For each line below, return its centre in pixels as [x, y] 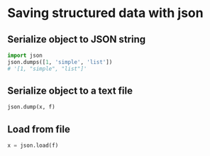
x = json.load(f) [33, 146]
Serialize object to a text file [70, 91]
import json [25, 55]
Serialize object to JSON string [77, 39]
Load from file [39, 129]
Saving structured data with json [105, 13]
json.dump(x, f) [31, 107]
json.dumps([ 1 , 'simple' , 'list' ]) [60, 62]
